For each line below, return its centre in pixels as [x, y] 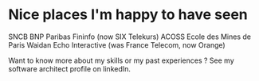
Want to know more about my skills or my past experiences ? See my [122, 60]
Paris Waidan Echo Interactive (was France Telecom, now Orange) [117, 44]
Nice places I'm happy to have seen [128, 15]
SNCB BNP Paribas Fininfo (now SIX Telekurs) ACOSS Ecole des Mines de [130, 37]
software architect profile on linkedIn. [70, 68]
